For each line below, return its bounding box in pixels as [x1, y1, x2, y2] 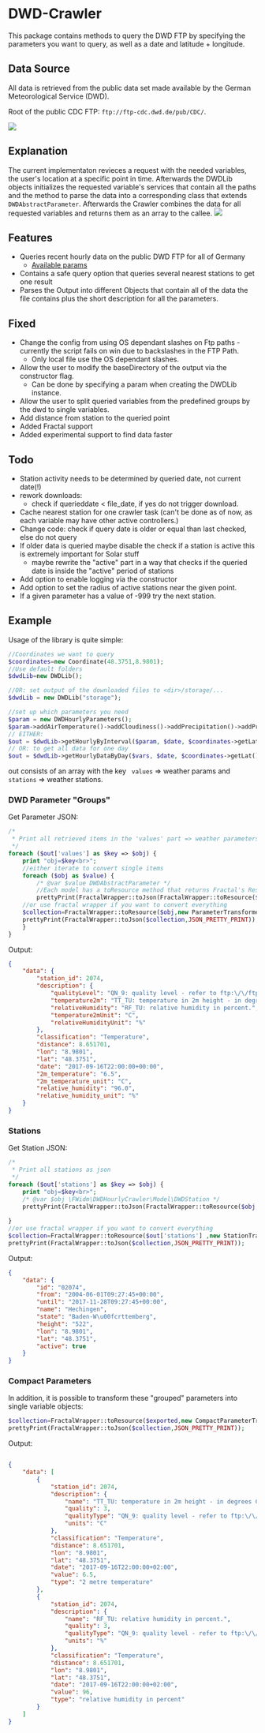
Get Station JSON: [8, 1143, 68, 1153]
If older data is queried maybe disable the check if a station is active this [19, 541, 255, 550]
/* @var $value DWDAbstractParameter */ [36, 879, 171, 887]
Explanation [8, 144, 69, 158]
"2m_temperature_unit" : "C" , [36, 1077, 132, 1085]
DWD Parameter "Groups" [8, 795, 110, 806]
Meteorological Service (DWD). [8, 92, 110, 101]
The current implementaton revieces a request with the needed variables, [8, 165, 247, 174]
